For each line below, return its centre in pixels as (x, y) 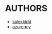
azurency (21, 26)
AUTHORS (26, 8)
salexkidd (22, 22)
